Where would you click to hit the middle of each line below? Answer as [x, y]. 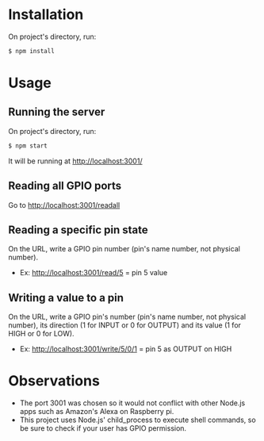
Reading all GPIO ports [65, 186]
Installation [46, 15]
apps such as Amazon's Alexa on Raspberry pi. [97, 412]
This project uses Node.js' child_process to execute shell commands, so [138, 420]
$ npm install [32, 51]
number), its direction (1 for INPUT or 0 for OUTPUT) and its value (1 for [125, 325]
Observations [54, 381]
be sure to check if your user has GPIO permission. [103, 428]
